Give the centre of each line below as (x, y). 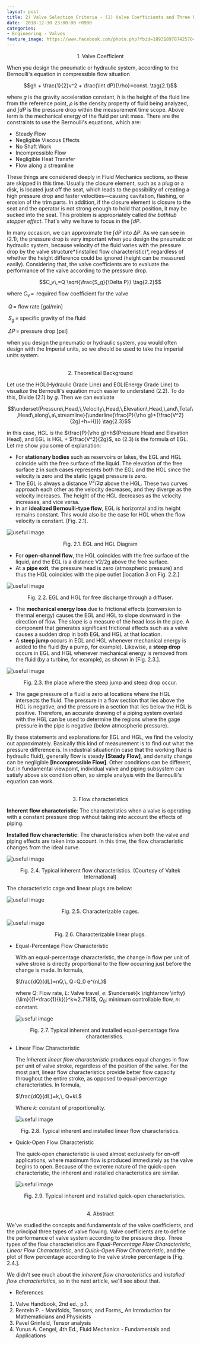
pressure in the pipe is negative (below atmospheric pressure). (92, 726)
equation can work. (30, 782)
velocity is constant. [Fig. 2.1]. (52, 521)
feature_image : (26, 39)
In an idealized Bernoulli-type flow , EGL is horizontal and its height (98, 508)
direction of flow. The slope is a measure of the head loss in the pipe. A (102, 622)
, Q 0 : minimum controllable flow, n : (138, 1000)
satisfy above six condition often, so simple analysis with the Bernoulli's (94, 775)
